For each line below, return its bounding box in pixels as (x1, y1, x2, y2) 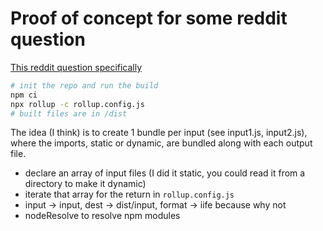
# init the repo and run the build (10, 80, 159, 91)
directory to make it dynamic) (24, 178, 147, 190)
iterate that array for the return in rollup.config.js (24, 188, 235, 201)
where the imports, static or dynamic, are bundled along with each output (10, 137, 313, 149)
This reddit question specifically (10, 61, 143, 73)
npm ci (10, 90, 38, 100)
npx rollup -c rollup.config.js (10, 99, 145, 109)
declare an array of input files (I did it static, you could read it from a (24, 167, 306, 179)
